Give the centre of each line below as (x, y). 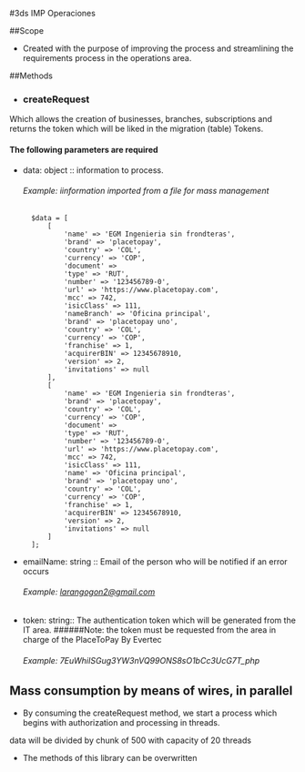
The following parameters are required (84, 149)
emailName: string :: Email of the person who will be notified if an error (155, 561)
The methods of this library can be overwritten (110, 757)
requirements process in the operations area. (107, 58)
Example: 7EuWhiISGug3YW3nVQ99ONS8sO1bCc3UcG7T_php (141, 660)
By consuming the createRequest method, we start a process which (150, 713)
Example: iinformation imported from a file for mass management (146, 191)
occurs (36, 571)
